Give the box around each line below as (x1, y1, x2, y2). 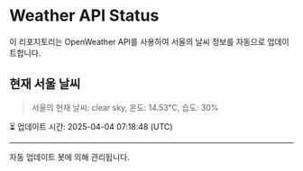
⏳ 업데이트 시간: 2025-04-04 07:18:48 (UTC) (9, 121, 173, 131)
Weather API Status (9, 5, 160, 26)
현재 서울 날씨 (9, 76, 81, 92)
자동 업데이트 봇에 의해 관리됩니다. (9, 151, 130, 162)
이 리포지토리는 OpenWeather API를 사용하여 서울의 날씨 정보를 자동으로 (9, 36, 266, 47)
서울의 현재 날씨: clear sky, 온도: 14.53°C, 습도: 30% (31, 102, 219, 112)
